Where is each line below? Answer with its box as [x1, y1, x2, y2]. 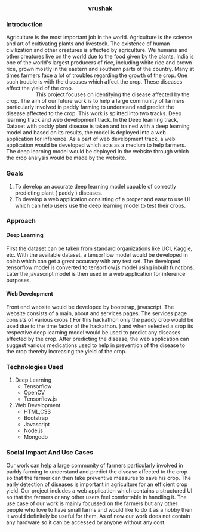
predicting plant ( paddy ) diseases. [14, 189, 103, 196]
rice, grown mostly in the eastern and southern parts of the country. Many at [6, 66, 195, 73]
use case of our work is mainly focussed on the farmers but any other [6, 500, 178, 507]
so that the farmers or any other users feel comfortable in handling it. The [6, 494, 187, 501]
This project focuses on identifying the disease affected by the [35, 91, 190, 98]
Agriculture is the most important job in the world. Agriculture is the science [6, 34, 193, 41]
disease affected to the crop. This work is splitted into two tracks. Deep [6, 110, 182, 117]
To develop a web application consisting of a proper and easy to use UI [14, 195, 190, 202]
